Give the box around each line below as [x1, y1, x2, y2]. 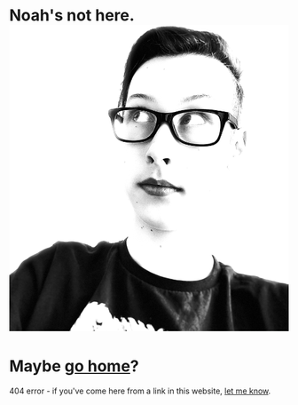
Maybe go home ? [9, 356, 139, 376]
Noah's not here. [9, 5, 135, 26]
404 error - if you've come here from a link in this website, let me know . [9, 385, 271, 396]
